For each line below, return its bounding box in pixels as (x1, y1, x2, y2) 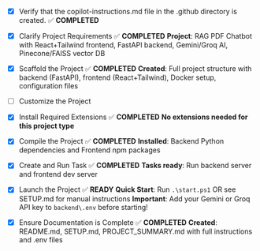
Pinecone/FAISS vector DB (18, 49, 106, 58)
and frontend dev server (18, 170, 98, 179)
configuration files (18, 81, 79, 91)
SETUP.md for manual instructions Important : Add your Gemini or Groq (18, 193, 251, 204)
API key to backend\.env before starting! (18, 202, 149, 212)
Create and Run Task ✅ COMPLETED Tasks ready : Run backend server (18, 161, 252, 170)
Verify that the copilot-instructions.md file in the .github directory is (18, 7, 238, 16)
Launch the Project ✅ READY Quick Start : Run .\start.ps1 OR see (18, 185, 236, 194)
